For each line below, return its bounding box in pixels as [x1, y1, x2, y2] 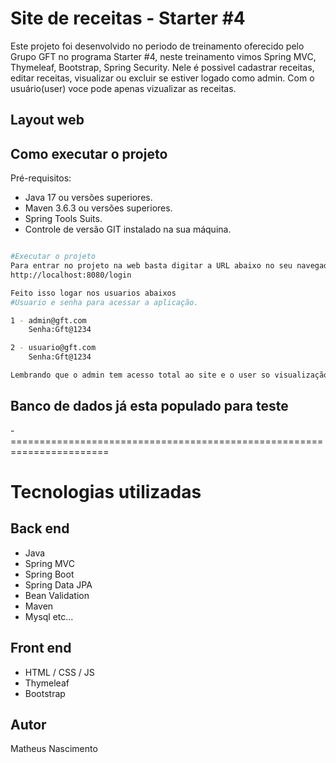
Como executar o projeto [10, 145, 168, 162]
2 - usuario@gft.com [10, 343, 97, 353]
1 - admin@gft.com [10, 315, 87, 326]
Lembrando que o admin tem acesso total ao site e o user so [10, 370, 271, 381]
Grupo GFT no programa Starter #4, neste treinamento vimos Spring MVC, [10, 50, 317, 62]
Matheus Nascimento [10, 743, 98, 755]
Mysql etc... [24, 610, 74, 622]
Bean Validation [24, 589, 90, 601]
